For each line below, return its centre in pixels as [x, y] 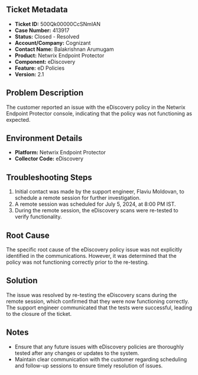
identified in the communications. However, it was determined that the [92, 256]
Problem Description [45, 93]
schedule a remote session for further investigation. [77, 198]
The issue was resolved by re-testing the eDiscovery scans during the [92, 295]
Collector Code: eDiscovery [49, 159]
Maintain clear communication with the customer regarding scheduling [101, 359]
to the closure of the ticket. [39, 313]
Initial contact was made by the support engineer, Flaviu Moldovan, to [99, 192]
